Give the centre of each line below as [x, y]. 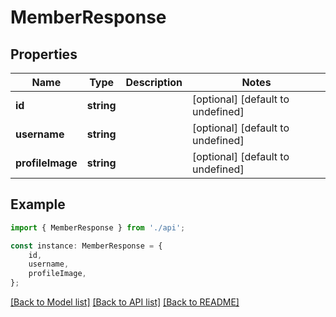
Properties [44, 54]
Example [38, 204]
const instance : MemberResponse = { [86, 246]
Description [154, 82]
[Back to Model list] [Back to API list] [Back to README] [125, 302]
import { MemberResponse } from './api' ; [98, 227]
